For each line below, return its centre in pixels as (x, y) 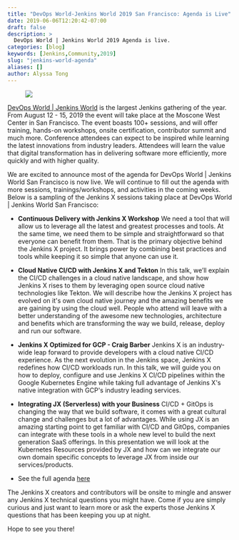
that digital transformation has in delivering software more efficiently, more (117, 153)
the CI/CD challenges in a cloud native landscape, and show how (113, 277)
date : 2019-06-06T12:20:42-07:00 (57, 21)
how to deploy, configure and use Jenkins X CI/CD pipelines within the (121, 375)
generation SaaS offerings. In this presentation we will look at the (113, 442)
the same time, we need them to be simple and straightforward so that (121, 233)
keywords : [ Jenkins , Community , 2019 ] (62, 54)
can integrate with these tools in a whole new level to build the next (117, 434)
